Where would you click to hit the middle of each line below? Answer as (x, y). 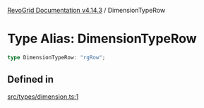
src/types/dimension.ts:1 (43, 96)
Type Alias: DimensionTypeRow (102, 39)
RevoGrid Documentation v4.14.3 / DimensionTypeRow (86, 10)
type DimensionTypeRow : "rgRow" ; (56, 57)
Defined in (31, 79)
